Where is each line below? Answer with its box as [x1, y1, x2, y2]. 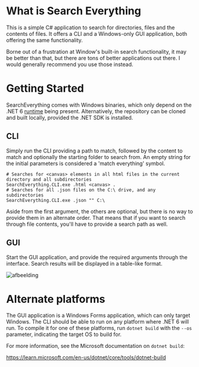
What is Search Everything [6, 4, 141, 18]
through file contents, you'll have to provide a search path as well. [6, 220, 168, 228]
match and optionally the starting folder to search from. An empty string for [6, 153, 191, 160]
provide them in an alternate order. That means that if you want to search [6, 214, 186, 221]
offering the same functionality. [6, 36, 83, 43]
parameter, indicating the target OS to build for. [6, 331, 122, 338]
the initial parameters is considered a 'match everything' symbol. [6, 160, 166, 167]
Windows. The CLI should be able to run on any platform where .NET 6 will [6, 318, 189, 325]
